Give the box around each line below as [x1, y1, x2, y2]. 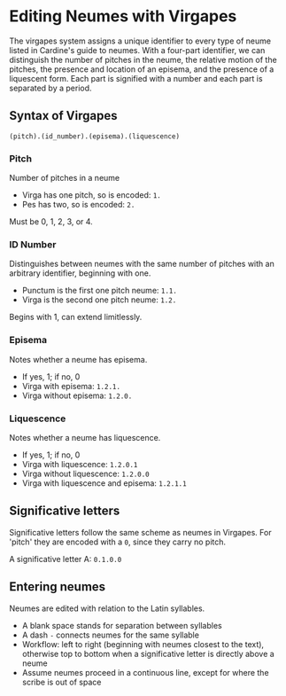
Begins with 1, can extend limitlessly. [9, 312, 143, 323]
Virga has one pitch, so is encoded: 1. [21, 190, 162, 200]
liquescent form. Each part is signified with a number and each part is [9, 73, 263, 83]
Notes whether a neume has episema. [9, 354, 148, 364]
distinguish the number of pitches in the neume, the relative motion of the [9, 54, 277, 65]
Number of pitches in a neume [9, 173, 120, 184]
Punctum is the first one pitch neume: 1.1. [21, 285, 177, 296]
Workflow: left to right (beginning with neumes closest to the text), [21, 638, 264, 649]
